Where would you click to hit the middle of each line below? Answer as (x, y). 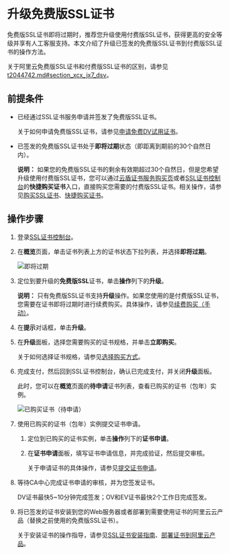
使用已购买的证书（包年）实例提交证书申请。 (81, 424)
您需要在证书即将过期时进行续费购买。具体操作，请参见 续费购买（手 (114, 304)
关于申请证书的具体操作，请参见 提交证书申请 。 (94, 468)
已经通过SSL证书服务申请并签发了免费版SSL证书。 (88, 116)
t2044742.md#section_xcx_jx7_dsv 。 (60, 75)
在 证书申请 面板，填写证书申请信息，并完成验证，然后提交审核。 (118, 453)
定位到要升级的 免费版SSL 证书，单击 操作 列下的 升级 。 (92, 280)
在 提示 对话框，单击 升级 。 (53, 327)
